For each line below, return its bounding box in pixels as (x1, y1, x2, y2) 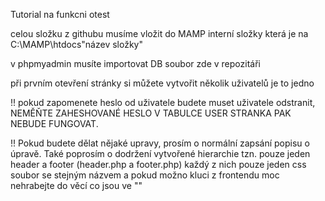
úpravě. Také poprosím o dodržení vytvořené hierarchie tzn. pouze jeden (10, 148, 311, 159)
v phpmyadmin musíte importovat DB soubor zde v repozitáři (10, 58, 261, 69)
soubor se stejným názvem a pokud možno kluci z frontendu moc (10, 169, 280, 181)
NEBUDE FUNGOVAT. (10, 118, 99, 129)
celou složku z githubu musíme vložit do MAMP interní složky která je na (10, 28, 309, 39)
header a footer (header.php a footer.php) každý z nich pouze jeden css (10, 159, 307, 170)
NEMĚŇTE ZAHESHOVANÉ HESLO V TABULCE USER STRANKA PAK (10, 107, 292, 119)
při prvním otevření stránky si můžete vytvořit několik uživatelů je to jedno (10, 77, 315, 89)
